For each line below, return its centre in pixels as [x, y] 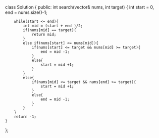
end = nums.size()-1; [26, 12]
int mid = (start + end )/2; [53, 26]
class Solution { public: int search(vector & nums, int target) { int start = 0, [80, 7]
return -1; [25, 117]
